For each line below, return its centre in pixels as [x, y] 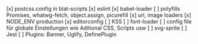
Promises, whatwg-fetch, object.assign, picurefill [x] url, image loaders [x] [99, 15]
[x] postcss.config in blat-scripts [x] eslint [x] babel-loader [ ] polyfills [93, 9]
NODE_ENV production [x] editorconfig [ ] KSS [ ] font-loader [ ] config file [99, 21]
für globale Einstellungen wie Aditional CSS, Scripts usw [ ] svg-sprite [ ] [97, 28]
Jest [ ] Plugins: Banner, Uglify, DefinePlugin [61, 34]
